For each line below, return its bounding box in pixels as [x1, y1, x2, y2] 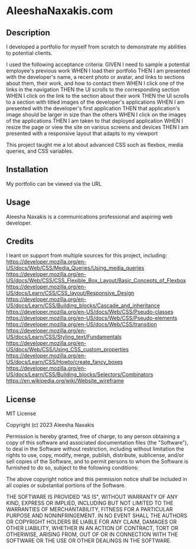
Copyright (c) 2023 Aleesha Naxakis [6, 422, 94, 429]
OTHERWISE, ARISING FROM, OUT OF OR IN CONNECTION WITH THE [6, 531, 178, 538]
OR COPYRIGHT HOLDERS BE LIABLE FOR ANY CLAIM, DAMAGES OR [6, 518, 177, 525]
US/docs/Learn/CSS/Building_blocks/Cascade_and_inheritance [6, 302, 161, 309]
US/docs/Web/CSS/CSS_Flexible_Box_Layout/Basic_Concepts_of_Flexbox [6, 277, 186, 284]
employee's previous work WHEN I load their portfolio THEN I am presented [6, 67, 190, 74]
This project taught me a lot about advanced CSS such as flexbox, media [6, 142, 184, 148]
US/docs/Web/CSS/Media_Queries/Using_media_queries [6, 264, 145, 272]
